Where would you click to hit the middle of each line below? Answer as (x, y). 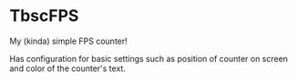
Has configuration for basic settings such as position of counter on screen (149, 58)
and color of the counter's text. (67, 68)
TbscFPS (44, 16)
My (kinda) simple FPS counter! (68, 41)
